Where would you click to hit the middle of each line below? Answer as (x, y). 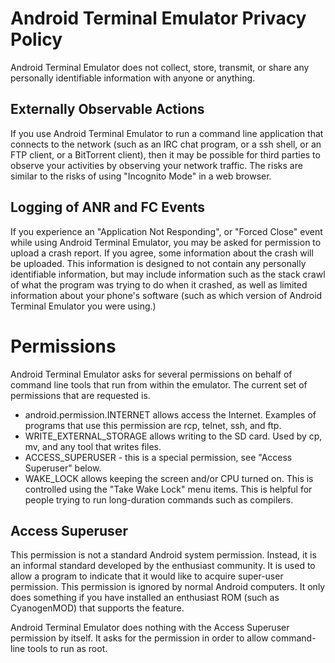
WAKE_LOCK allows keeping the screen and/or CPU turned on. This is (169, 478)
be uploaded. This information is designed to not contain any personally (158, 263)
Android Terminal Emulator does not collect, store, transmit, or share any (160, 67)
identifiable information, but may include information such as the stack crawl (168, 274)
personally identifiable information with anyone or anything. (133, 78)
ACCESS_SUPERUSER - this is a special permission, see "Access (158, 457)
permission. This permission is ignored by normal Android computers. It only (168, 587)
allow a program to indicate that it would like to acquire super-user (147, 576)
